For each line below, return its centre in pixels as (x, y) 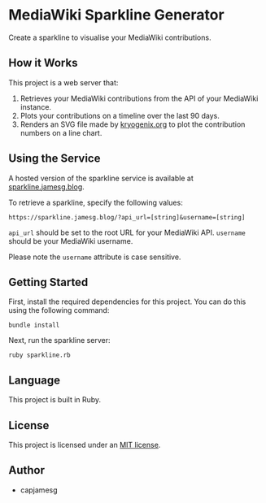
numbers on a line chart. (61, 132)
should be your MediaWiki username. (71, 241)
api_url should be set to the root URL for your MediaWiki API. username (127, 232)
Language (35, 380)
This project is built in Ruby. (55, 400)
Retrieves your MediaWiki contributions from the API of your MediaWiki (139, 98)
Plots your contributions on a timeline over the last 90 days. (120, 115)
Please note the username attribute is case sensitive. (95, 257)
